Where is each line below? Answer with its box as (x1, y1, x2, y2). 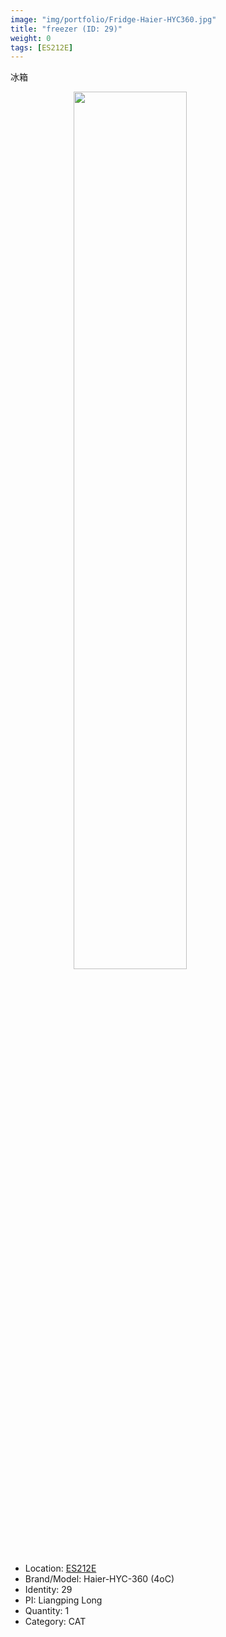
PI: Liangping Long (24, 1594, 103, 1606)
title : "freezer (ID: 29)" (10, 24, 123, 34)
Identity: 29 (24, 1584, 73, 1596)
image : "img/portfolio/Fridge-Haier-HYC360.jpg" (10, 14, 217, 25)
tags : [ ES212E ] (10, 42, 74, 53)
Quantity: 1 (24, 1605, 70, 1617)
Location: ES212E (24, 1562, 97, 1575)
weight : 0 (10, 33, 52, 43)
